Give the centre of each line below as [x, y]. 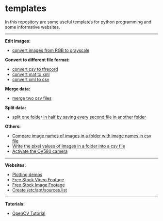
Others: [13, 126]
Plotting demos [27, 174]
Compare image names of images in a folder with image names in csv [82, 136]
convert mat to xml [31, 74]
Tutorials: [15, 204]
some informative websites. [33, 27]
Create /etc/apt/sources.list [39, 190]
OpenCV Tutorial [29, 213]
